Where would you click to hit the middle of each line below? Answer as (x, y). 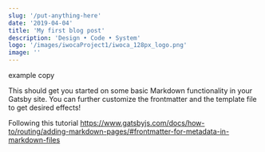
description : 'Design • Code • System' (75, 38)
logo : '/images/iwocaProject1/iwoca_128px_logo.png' (98, 45)
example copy (32, 75)
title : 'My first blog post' (57, 30)
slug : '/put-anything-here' (55, 16)
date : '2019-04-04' (41, 23)
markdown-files (34, 140)
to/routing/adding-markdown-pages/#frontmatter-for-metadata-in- (119, 131)
